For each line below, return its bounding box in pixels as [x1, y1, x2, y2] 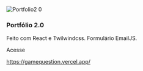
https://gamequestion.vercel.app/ [6, 58, 90, 66]
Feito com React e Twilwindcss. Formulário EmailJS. [6, 35, 137, 42]
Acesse [6, 46, 26, 54]
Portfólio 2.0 [6, 21, 45, 29]
